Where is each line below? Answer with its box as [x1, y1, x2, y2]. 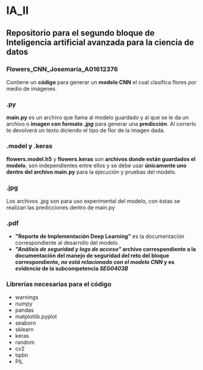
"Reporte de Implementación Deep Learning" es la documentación [14, 233, 185, 240]
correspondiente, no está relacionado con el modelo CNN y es [14, 259, 175, 266]
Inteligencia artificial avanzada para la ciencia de [6, 37, 195, 47]
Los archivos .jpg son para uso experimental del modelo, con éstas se [6, 197, 180, 205]
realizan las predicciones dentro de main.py [6, 203, 115, 211]
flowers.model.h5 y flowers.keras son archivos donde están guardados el [6, 156, 196, 163]
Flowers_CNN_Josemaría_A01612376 [6, 65, 118, 73]
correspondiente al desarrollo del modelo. [14, 239, 120, 246]
